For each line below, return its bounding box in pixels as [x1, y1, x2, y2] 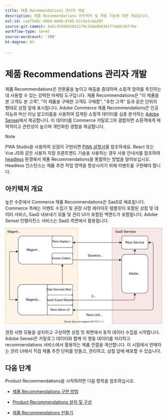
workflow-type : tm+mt [5, 29, 50, 34]
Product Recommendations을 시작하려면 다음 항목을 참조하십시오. [5, 378, 135, 384]
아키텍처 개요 [5, 185, 43, 193]
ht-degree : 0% [5, 40, 35, 45]
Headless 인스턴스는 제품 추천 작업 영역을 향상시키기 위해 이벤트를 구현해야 [5, 162, 152, 168]
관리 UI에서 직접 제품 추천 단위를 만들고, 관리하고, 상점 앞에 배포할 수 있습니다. [10, 348, 162, 354]
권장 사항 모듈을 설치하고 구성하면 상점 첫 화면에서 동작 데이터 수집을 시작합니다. [5, 329, 161, 335]
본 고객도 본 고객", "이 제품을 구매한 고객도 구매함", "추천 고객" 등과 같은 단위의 [5, 98, 158, 104]
